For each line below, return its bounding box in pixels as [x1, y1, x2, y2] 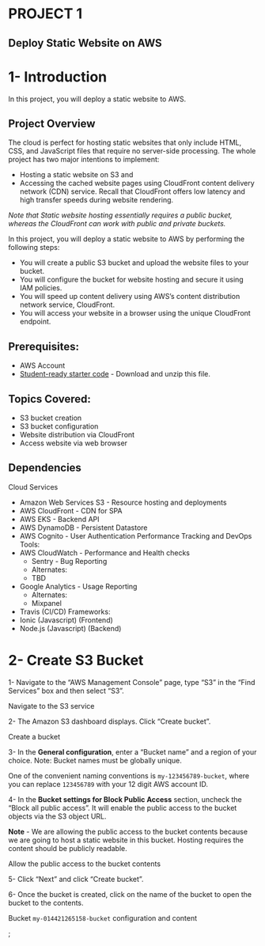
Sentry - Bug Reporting [31, 556, 108, 566]
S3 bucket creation [19, 413, 82, 422]
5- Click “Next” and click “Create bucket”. [8, 874, 144, 884]
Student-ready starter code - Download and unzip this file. [19, 369, 211, 379]
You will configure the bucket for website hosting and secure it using [19, 274, 244, 285]
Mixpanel [31, 598, 62, 607]
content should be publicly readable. [8, 843, 128, 853]
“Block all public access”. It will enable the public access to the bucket [8, 803, 237, 812]
